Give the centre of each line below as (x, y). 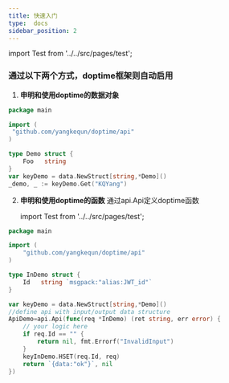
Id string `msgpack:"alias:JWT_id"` (88, 282)
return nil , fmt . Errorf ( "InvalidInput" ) (106, 342)
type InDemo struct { (45, 275)
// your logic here (55, 327)
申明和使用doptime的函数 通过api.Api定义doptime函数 (109, 200)
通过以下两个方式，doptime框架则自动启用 (91, 75)
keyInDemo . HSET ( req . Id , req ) (72, 357)
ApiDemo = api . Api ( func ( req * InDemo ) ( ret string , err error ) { (115, 319)
